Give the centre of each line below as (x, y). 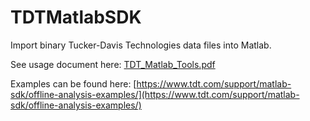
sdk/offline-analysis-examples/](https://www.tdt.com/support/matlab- (155, 94)
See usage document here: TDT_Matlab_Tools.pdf (113, 64)
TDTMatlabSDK (76, 17)
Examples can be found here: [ (73, 83)
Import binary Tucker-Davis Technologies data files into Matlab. (141, 45)
